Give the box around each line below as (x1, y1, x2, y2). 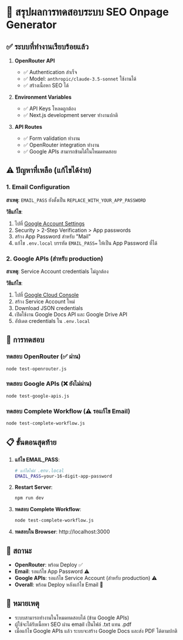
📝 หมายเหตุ (6, 598, 40, 608)
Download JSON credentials (14, 304, 83, 311)
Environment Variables (14, 94, 72, 101)
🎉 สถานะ (6, 545, 32, 555)
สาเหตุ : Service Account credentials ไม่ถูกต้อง (6, 268, 109, 275)
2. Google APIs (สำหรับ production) (6, 254, 104, 262)
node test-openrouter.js (6, 366, 67, 372)
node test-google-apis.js (6, 393, 69, 399)
